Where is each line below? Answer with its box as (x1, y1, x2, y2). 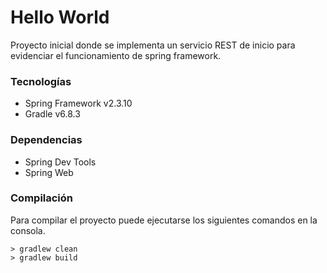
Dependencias (10, 133, 83, 147)
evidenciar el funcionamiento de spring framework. (10, 49, 222, 61)
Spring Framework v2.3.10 (24, 97, 133, 110)
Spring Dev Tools (24, 156, 97, 168)
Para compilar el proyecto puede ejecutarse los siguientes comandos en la (10, 214, 318, 226)
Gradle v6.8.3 (24, 108, 81, 120)
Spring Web (24, 166, 74, 178)
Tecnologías (10, 74, 72, 88)
